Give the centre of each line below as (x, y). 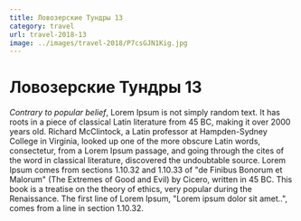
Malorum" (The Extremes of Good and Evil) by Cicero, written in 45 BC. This (151, 180)
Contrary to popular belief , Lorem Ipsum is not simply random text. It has (145, 113)
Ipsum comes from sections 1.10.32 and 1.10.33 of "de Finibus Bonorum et (146, 170)
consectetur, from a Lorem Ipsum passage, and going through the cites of (147, 151)
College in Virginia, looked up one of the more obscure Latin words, (135, 142)
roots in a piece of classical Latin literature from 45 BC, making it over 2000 (150, 122)
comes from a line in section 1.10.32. (77, 208)
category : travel (42, 26)
